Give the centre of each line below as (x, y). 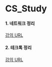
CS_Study (26, 9)
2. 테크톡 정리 (18, 47)
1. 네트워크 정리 (20, 23)
